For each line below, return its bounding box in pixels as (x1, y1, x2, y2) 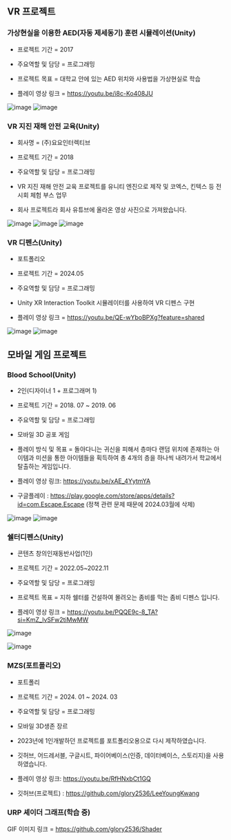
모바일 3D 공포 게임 (17, 430, 70, 438)
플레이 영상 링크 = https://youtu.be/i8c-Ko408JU (17, 89, 154, 97)
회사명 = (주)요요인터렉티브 (17, 138, 91, 146)
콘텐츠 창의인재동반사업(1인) (17, 549, 93, 557)
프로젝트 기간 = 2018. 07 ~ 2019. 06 (17, 401, 117, 409)
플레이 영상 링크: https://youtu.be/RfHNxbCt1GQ (17, 774, 152, 783)
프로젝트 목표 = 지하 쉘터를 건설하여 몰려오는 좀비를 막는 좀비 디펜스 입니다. (17, 593, 220, 602)
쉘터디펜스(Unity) (7, 532, 64, 542)
